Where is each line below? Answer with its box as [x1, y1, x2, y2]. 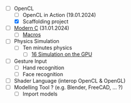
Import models [22, 90, 58, 97]
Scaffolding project [22, 18, 69, 25]
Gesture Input [13, 58, 47, 65]
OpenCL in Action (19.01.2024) [22, 12, 97, 19]
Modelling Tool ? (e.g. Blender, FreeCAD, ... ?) [13, 84, 123, 91]
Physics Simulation [13, 38, 59, 45]
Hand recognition [22, 64, 65, 71]
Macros [22, 31, 41, 38]
